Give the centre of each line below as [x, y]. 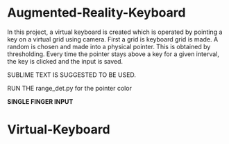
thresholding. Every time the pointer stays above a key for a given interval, [113, 54]
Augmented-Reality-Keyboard [96, 13]
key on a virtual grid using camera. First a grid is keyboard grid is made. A [113, 39]
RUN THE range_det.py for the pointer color [69, 88]
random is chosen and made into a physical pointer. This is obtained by [109, 46]
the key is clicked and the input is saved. [65, 61]
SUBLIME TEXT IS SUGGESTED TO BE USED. [72, 75]
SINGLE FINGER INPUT [40, 101]
